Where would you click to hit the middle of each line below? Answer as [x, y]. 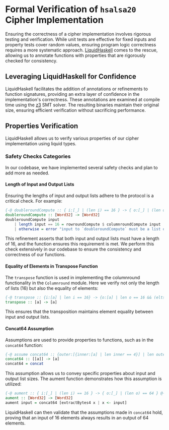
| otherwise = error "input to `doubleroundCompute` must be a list [88, 229]
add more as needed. [27, 173]
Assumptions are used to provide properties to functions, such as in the [79, 340]
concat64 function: [24, 345]
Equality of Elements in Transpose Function [52, 266]
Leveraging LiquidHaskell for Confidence [71, 77]
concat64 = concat [24, 364]
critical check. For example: [34, 201]
